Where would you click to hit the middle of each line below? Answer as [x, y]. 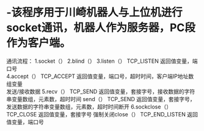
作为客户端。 [39, 43]
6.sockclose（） [151, 107]
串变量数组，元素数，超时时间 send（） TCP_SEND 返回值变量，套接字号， [101, 99]
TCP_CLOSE [22, 114]
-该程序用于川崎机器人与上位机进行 [95, 12]
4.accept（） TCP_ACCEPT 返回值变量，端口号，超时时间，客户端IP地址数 [100, 76]
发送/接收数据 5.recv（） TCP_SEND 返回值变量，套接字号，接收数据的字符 [101, 91]
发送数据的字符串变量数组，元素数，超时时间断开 [68, 107]
